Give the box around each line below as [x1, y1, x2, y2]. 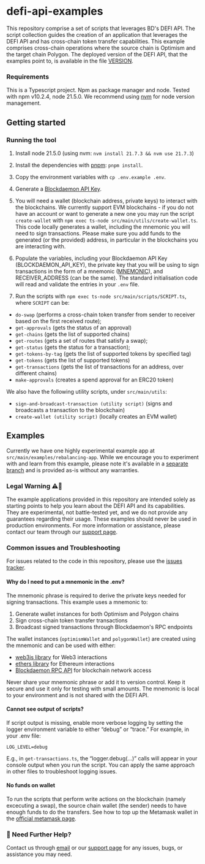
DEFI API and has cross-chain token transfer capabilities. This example [6, 37, 185, 45]
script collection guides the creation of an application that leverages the [6, 31, 188, 38]
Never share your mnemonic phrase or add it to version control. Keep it [6, 678, 185, 686]
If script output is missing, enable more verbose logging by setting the [6, 719, 184, 726]
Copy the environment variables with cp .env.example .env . [15, 173, 166, 180]
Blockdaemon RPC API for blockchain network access [15, 667, 152, 674]
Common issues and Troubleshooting [6, 543, 121, 552]
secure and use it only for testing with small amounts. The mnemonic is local [6, 685, 199, 692]
